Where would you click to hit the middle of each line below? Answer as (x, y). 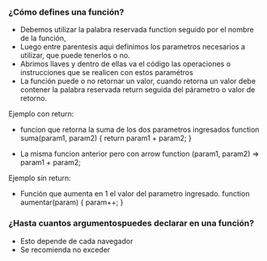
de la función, (43, 38)
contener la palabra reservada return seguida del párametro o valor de (138, 90)
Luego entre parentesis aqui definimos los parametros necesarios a (132, 47)
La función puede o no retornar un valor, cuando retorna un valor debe (138, 81)
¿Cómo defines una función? (66, 12)
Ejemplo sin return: (40, 178)
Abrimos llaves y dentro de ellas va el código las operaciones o (125, 64)
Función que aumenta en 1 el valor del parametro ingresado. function (135, 194)
